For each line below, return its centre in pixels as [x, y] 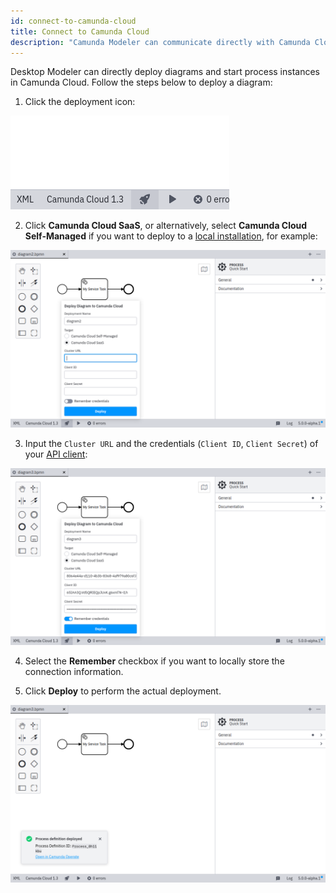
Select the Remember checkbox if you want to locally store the [154, 661]
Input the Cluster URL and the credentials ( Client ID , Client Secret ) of [171, 443]
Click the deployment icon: [80, 102]
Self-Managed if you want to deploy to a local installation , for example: [171, 236]
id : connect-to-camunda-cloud [73, 21]
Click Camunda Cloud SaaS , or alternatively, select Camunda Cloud [166, 226]
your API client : [56, 454]
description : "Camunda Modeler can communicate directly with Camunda [160, 42]
